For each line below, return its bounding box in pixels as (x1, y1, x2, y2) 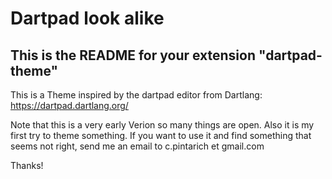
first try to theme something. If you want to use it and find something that (10, 130, 312, 141)
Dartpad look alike (10, 7, 165, 30)
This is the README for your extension (10, 47, 257, 64)
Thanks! (10, 160, 44, 171)
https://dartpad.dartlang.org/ (10, 100, 129, 111)
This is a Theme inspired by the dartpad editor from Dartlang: (10, 89, 263, 101)
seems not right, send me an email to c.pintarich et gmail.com (10, 140, 265, 152)
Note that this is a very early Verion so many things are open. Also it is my (10, 119, 315, 131)
